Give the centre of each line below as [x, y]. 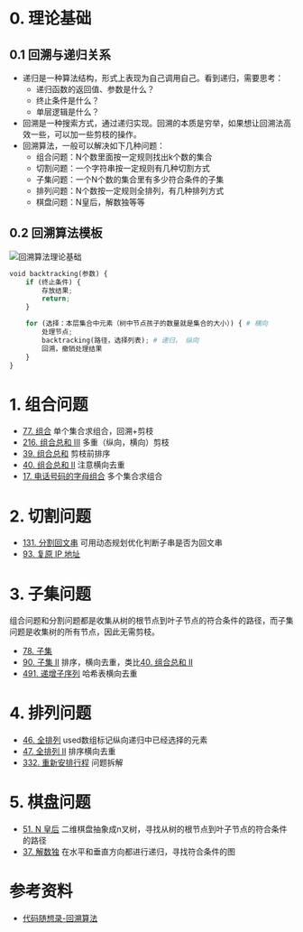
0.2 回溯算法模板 [56, 233]
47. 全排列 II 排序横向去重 [69, 752]
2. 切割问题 [50, 516]
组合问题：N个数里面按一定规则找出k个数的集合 [124, 157]
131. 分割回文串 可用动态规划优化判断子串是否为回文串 [122, 543]
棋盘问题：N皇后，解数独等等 [91, 202]
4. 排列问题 [50, 713]
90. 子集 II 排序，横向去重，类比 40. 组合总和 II [108, 662]
